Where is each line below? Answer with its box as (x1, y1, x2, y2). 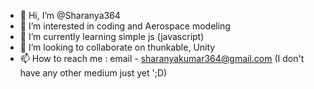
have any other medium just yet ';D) (19, 67, 168, 79)
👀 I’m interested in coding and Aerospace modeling (19, 20, 231, 32)
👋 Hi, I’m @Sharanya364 (19, 10, 121, 21)
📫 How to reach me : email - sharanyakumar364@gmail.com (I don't (19, 53, 305, 64)
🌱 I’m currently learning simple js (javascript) (19, 31, 205, 42)
